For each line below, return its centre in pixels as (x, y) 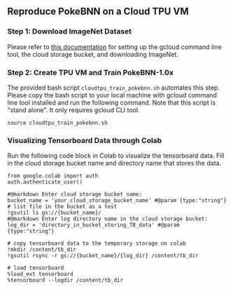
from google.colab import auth (53, 176)
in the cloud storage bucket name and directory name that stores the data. (114, 163)
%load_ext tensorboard (40, 274)
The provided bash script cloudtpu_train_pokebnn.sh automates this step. (114, 88)
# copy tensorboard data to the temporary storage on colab (97, 244)
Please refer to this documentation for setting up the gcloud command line (114, 47)
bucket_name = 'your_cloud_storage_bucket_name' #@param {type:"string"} (117, 201)
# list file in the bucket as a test (62, 207)
